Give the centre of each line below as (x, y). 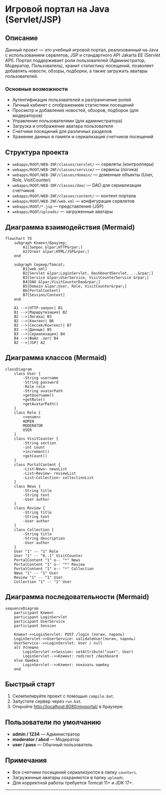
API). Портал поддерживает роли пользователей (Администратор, (75, 60)
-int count (34, 447)
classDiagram (19, 369)
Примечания (26, 760)
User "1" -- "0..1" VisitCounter (48, 556)
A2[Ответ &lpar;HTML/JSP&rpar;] (56, 251)
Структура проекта (37, 152)
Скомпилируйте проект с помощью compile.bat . (63, 696)
